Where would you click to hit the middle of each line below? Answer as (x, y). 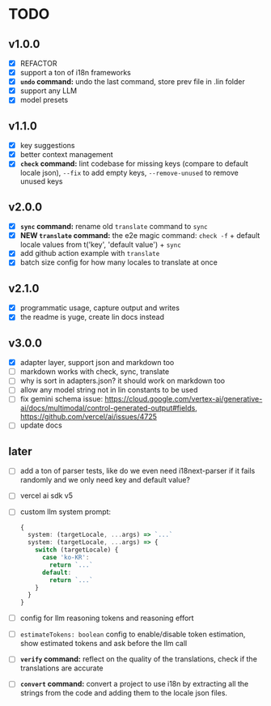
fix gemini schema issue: (61, 399)
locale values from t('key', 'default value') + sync (101, 245)
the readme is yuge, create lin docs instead (92, 317)
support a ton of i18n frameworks (75, 73)
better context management (66, 155)
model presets (44, 100)
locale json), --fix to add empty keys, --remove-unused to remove (129, 173)
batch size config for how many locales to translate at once (119, 262)
